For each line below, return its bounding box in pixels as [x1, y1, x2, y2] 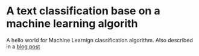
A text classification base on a [6, 4, 161, 18]
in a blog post [6, 43, 40, 50]
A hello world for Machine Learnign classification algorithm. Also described [6, 36, 193, 43]
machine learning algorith [6, 17, 138, 30]
